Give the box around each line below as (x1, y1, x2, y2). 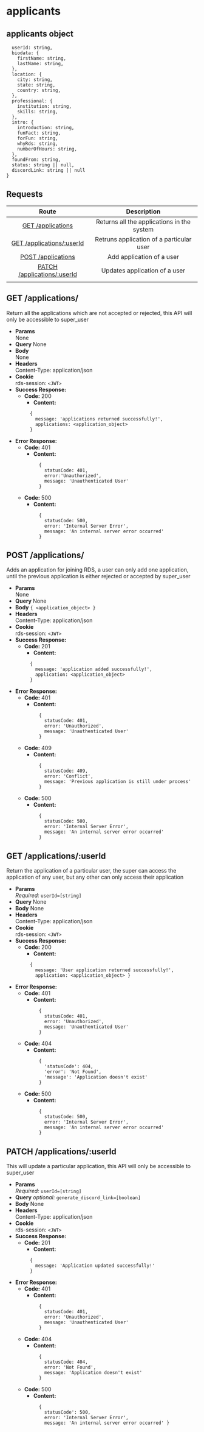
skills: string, (17, 108, 59, 115)
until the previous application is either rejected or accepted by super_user (6, 573, 191, 580)
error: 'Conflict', (44, 773, 93, 779)
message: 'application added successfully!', (35, 666, 153, 673)
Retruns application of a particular (95, 235, 192, 243)
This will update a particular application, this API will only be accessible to (6, 1163, 191, 1170)
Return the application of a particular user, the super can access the (6, 867, 177, 874)
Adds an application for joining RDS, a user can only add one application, (6, 566, 189, 573)
